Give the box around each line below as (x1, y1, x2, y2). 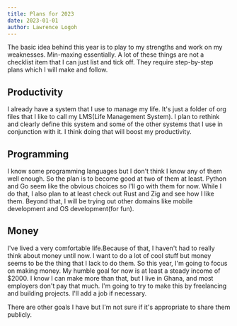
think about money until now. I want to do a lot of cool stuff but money (7, 251, 212, 259)
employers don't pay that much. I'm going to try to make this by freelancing (7, 281, 227, 290)
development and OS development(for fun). (7, 205, 134, 213)
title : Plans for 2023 (7, 10, 74, 18)
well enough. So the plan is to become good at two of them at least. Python (7, 174, 227, 183)
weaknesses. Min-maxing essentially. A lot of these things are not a (7, 50, 204, 59)
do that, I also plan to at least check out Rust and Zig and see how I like (7, 189, 214, 198)
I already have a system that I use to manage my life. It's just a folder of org (7, 105, 226, 113)
